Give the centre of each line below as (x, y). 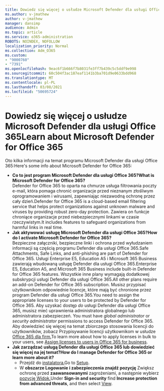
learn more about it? (33, 358)
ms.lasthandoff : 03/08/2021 (34, 87)
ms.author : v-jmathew (27, 14)
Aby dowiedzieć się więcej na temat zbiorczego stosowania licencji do (83, 326)
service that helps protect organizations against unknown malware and (83, 207)
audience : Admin (21, 28)
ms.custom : (16, 55)
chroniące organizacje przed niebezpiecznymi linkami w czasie (75, 217)
